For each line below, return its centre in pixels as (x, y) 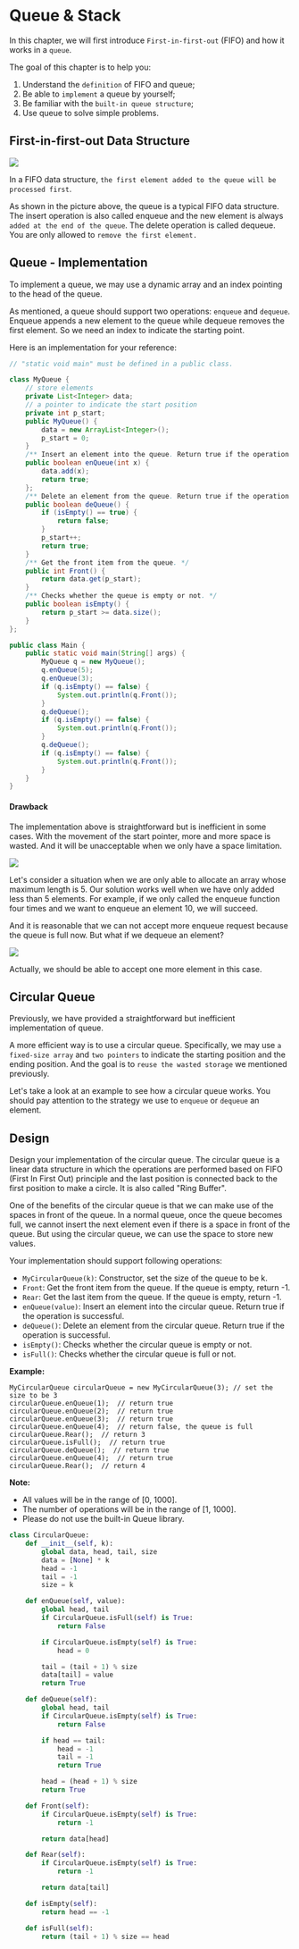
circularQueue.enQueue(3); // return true (91, 1419)
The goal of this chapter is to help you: (80, 67)
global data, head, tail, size (100, 1551)
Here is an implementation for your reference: (93, 347)
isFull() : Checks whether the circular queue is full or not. (129, 1354)
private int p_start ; (65, 413)
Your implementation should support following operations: (116, 1261)
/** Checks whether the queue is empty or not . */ (121, 596)
